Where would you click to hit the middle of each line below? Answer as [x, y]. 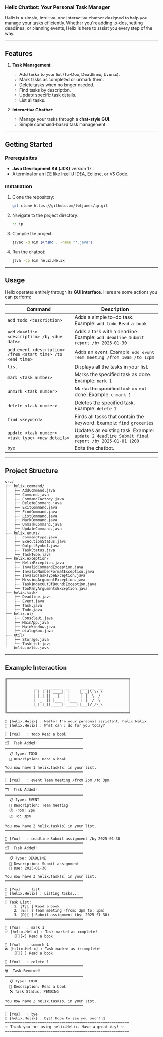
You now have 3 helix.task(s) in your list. [51, 877]
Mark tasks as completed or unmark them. [62, 80]
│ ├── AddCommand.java [30, 491]
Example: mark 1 [93, 381]
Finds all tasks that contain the [109, 417]
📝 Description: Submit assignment [44, 864]
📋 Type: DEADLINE [28, 858]
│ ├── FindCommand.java [31, 512]
